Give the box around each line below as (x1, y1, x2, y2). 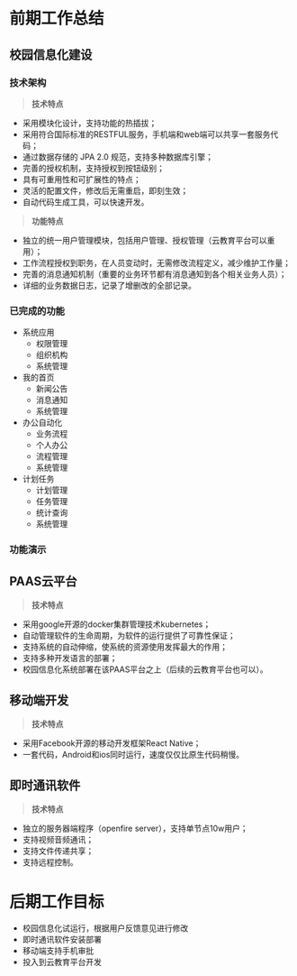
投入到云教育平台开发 (22, 957, 102, 968)
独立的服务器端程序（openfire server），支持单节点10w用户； (22, 823, 248, 833)
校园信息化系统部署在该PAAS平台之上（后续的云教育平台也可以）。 (22, 664, 268, 675)
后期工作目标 (9, 891, 105, 912)
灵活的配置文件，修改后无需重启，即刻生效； (22, 185, 189, 196)
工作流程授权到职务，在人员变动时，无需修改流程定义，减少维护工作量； (22, 257, 291, 268)
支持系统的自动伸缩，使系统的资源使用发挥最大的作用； (22, 641, 228, 652)
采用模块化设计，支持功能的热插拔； (22, 117, 157, 128)
